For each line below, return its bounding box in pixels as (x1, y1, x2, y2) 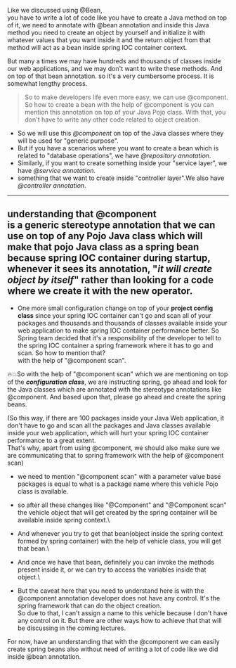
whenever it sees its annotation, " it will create (7, 263, 213, 275)
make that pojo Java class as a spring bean (7, 241, 199, 253)
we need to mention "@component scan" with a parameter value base (17, 472, 221, 480)
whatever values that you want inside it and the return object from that (7, 36, 211, 44)
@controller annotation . (17, 181, 86, 189)
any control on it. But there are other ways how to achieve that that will (17, 616, 222, 624)
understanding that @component (7, 208, 157, 220)
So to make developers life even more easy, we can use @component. (24, 93, 228, 101)
